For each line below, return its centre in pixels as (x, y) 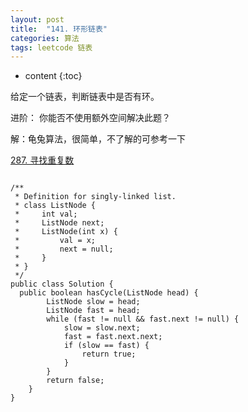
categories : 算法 (45, 38)
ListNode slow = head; (93, 302)
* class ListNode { (55, 206)
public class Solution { (62, 284)
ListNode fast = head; (93, 311)
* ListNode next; (59, 223)
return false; (75, 381)
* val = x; (55, 241)
